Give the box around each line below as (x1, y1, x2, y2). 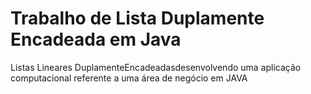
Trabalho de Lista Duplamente (10, 7, 265, 30)
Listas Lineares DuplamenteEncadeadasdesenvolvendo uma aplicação (10, 61, 302, 73)
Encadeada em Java (10, 28, 182, 51)
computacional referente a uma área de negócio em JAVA (10, 72, 248, 84)
